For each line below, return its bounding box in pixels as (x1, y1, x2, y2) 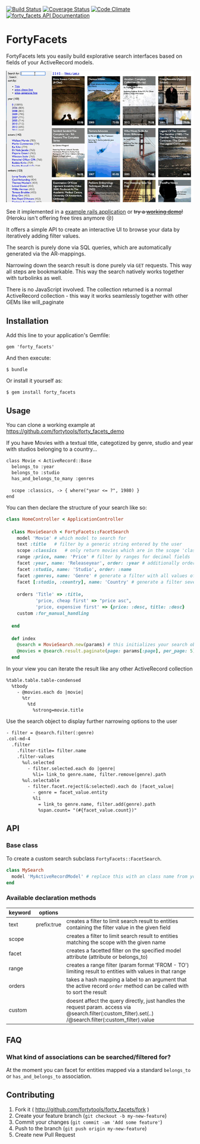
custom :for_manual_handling (17, 610, 89, 616)
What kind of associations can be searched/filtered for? (6, 1053, 171, 1061)
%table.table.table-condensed (6, 678, 82, 684)
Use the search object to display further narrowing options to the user (6, 718, 177, 725)
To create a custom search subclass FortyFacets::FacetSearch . (6, 855, 162, 862)
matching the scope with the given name (66, 939, 166, 946)
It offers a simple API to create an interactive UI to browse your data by (6, 226, 180, 233)
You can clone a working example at (6, 421, 95, 428)
